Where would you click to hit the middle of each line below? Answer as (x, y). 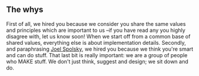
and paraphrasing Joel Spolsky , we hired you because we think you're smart (100, 49)
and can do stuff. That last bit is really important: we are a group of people (97, 55)
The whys (25, 10)
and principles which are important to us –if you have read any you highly (96, 30)
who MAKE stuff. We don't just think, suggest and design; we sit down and (97, 61)
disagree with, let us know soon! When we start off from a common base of (98, 36)
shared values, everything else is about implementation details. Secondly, (96, 42)
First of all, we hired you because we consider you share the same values (96, 24)
